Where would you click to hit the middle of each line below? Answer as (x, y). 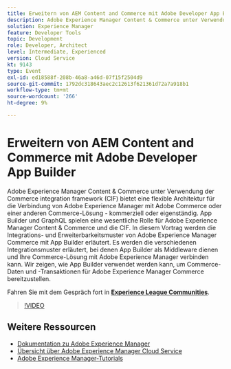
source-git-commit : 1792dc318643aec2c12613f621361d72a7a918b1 (98, 84)
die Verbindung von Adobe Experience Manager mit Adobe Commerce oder (114, 205)
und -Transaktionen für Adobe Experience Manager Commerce (115, 271)
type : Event (24, 71)
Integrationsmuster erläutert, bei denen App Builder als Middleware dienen (113, 249)
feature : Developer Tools (44, 33)
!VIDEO (34, 305)
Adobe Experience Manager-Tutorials (70, 358)
